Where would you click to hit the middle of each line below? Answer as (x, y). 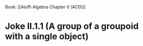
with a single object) (47, 37)
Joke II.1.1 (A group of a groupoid (72, 26)
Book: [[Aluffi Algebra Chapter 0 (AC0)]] (45, 7)
